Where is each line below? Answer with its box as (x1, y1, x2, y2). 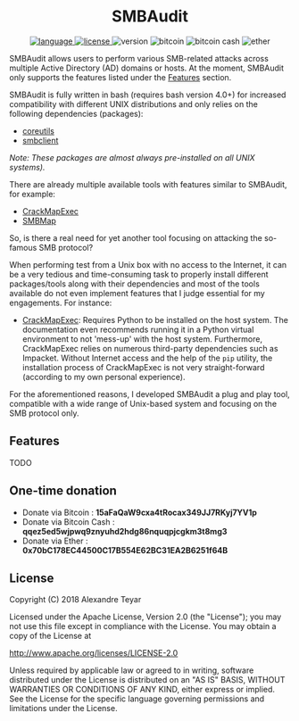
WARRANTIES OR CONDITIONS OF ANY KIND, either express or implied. (9, 684, 275, 695)
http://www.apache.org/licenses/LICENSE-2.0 (9, 648, 179, 659)
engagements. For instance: (9, 297, 112, 308)
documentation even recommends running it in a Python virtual (21, 324, 254, 335)
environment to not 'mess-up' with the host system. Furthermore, (21, 333, 263, 344)
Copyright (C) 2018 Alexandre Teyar (9, 594, 142, 605)
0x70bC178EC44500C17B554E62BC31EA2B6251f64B (21, 544, 228, 555)
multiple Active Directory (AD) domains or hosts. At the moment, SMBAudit (9, 62, 284, 73)
